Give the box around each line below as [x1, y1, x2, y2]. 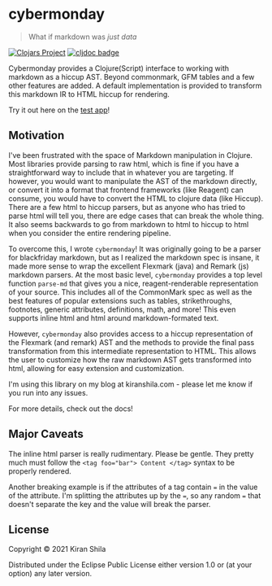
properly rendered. [8, 466, 71, 476]
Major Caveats [8, 427, 84, 441]
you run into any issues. [8, 387, 89, 397]
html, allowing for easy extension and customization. [8, 363, 184, 373]
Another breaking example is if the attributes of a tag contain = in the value [8, 482, 258, 492]
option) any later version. [8, 569, 92, 579]
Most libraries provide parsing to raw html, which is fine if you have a [8, 159, 240, 168]
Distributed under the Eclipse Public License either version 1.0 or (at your [8, 560, 253, 570]
